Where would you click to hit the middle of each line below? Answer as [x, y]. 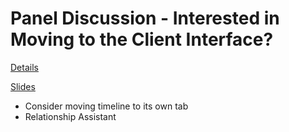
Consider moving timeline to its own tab [106, 106]
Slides [23, 86]
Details [24, 67]
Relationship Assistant [70, 116]
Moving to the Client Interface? [142, 39]
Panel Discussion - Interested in [145, 18]
